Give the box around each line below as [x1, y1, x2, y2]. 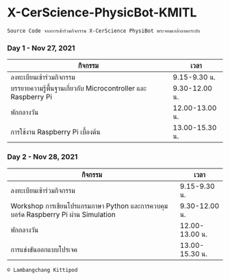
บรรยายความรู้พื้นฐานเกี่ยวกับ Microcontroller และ [10, 84, 147, 93]
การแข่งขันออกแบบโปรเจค [10, 244, 77, 254]
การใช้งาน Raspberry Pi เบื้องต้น [10, 127, 101, 137]
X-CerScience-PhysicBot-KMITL [7, 5, 197, 21]
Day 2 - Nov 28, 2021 [7, 152, 78, 162]
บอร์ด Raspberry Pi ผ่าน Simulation [10, 209, 116, 219]
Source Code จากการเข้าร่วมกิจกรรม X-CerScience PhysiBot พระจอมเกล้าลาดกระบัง [7, 27, 201, 34]
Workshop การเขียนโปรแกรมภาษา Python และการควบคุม [10, 201, 168, 210]
